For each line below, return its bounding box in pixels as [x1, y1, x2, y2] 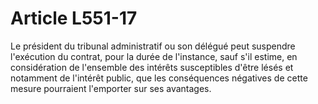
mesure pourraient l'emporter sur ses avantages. [10, 82, 212, 94]
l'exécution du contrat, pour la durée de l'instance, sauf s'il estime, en [10, 50, 298, 62]
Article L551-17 [10, 7, 138, 30]
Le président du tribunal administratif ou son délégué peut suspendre [10, 40, 296, 52]
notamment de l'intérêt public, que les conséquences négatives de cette [10, 72, 308, 84]
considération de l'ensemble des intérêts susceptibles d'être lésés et [10, 61, 294, 73]
